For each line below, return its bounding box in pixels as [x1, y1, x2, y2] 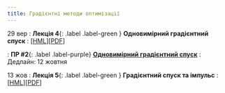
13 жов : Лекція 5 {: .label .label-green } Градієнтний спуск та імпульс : [7, 71, 219, 79]
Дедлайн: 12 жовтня [7, 57, 68, 66]
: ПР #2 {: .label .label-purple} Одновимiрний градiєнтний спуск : [7, 50, 201, 58]
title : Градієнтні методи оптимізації [7, 10, 120, 17]
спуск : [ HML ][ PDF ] [7, 36, 65, 45]
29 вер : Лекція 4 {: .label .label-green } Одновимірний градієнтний [7, 29, 209, 37]
